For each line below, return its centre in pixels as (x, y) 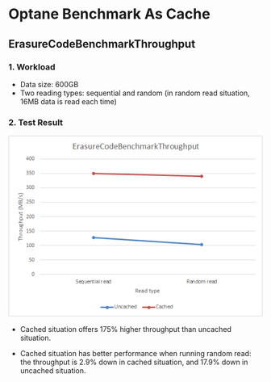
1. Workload (32, 67)
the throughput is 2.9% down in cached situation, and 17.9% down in (134, 362)
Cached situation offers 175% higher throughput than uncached (126, 329)
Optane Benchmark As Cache (110, 14)
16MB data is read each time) (68, 101)
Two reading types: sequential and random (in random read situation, (135, 93)
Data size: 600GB (49, 84)
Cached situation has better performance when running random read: (135, 353)
